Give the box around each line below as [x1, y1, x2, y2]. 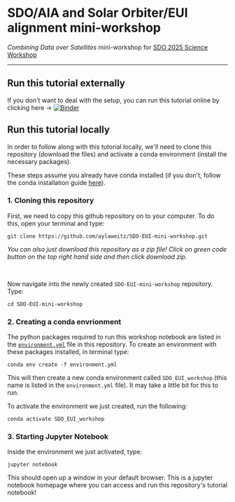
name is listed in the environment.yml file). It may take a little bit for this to [7, 381, 219, 390]
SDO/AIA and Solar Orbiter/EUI [7, 5, 188, 21]
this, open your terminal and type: [7, 219, 105, 227]
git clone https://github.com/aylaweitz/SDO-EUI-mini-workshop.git [7, 233, 208, 240]
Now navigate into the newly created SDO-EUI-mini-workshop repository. [7, 279, 213, 288]
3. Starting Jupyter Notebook [7, 432, 109, 442]
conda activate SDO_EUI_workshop [7, 416, 105, 423]
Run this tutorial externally [7, 77, 126, 89]
